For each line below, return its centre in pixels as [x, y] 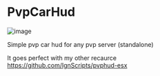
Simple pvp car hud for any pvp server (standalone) [80, 44]
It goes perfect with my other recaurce [62, 58]
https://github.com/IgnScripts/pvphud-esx [67, 65]
